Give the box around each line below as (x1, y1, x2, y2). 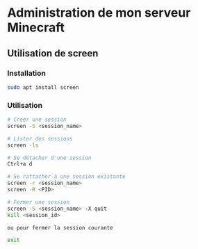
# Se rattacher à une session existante (7, 173, 126, 180)
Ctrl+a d (7, 161, 33, 168)
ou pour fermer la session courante (7, 224, 113, 231)
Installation (7, 68, 47, 78)
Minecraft (7, 19, 65, 35)
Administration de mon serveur (7, 5, 191, 21)
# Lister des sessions (7, 135, 73, 142)
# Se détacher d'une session (7, 154, 92, 161)
